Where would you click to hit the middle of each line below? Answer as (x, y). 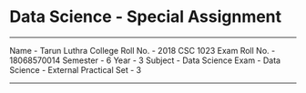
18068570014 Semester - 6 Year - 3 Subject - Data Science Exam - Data (145, 60)
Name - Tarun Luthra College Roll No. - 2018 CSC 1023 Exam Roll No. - (143, 50)
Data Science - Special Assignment (146, 17)
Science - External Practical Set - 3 (76, 69)
